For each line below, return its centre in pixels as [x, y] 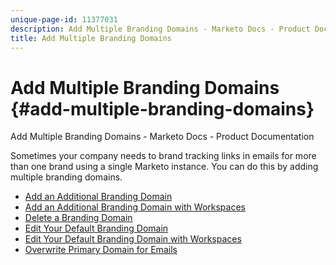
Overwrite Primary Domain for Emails [101, 250]
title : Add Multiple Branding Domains [91, 38]
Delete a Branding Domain [78, 218]
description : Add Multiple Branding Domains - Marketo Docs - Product [160, 29]
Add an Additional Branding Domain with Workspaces [135, 207]
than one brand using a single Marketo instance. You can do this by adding [164, 167]
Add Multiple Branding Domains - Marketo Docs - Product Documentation [162, 137]
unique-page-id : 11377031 [64, 19]
